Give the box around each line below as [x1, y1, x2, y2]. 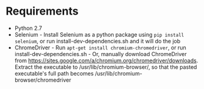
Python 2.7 [14, 24, 42, 32]
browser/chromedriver [14, 76, 71, 84]
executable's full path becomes [14, 69, 94, 77]
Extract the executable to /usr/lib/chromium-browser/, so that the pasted [14, 63, 197, 71]
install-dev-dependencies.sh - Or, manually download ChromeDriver [14, 50, 187, 57]
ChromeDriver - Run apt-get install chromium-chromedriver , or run [14, 44, 187, 51]
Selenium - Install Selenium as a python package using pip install [14, 30, 184, 38]
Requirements [5, 4, 79, 18]
